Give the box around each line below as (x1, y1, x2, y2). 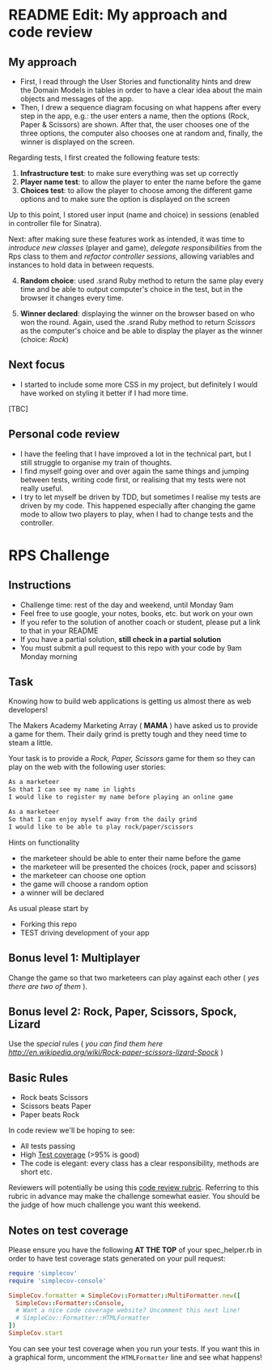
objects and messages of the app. (19, 94, 134, 103)
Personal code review (8, 427, 120, 441)
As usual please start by (8, 903, 89, 913)
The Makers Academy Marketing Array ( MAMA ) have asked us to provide (8, 721, 258, 730)
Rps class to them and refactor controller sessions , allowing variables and (8, 251, 255, 261)
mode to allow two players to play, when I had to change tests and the (19, 509, 253, 519)
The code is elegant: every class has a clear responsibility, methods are (19, 1158, 259, 1168)
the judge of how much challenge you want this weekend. (8, 1200, 201, 1209)
